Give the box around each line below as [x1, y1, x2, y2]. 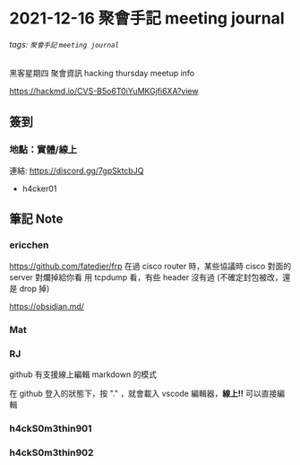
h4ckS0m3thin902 [9, 446, 94, 459]
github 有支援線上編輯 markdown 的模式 [9, 369, 157, 380]
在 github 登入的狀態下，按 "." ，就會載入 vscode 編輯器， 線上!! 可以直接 [9, 388, 278, 399]
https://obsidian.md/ [9, 301, 85, 311]
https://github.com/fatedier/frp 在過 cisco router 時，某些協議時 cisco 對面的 [9, 260, 292, 271]
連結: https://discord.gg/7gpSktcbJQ [9, 165, 144, 176]
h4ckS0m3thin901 [9, 422, 92, 434]
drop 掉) [19, 283, 50, 294]
